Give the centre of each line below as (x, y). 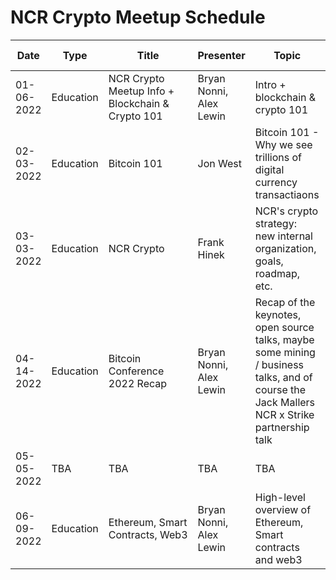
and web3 (278, 559)
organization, (285, 248)
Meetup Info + (141, 91)
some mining (285, 352)
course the (280, 389)
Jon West (219, 163)
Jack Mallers (285, 402)
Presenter (221, 55)
